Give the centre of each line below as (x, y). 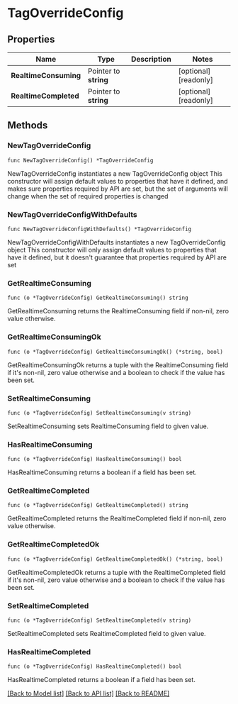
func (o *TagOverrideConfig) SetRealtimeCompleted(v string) (100, 621)
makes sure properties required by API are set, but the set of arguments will (118, 189)
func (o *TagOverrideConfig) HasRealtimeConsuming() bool (95, 459)
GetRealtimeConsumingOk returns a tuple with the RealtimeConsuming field (118, 365)
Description (151, 59)
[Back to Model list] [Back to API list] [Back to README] (89, 693)
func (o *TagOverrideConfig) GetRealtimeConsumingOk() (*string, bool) (115, 352)
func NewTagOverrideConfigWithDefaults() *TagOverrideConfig (100, 229)
